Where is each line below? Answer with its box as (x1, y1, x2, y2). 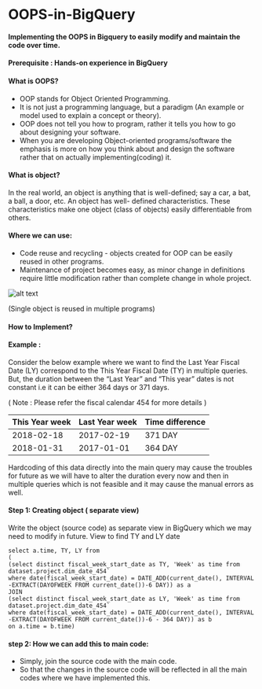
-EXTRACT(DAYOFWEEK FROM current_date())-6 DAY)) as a (8, 580, 191, 589)
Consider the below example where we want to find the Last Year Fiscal (8, 357, 240, 367)
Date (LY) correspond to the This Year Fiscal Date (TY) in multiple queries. (8, 366, 249, 375)
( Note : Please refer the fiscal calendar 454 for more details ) (8, 397, 207, 407)
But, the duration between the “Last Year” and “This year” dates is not (8, 374, 235, 383)
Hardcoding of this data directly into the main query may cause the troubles (8, 462, 253, 472)
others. (8, 212, 31, 222)
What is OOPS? (8, 76, 59, 86)
